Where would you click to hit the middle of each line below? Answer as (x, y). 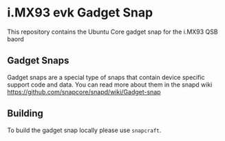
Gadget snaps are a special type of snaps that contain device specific (106, 77)
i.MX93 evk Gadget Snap (80, 13)
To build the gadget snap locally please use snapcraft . (84, 130)
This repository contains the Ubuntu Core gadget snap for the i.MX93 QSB (112, 32)
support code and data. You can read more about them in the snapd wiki (110, 85)
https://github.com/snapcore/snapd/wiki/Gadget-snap (84, 91)
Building (25, 114)
